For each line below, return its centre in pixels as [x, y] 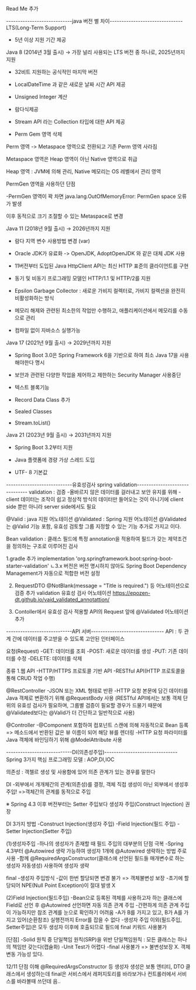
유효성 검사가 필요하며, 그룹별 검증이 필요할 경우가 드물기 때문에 [89, 705]
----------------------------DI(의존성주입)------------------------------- [92, 752]
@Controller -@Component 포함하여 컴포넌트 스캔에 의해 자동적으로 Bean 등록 [97, 725]
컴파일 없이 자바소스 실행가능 [47, 330]
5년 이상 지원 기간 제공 [40, 40]
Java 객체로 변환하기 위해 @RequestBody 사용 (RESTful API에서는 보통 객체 [94, 698]
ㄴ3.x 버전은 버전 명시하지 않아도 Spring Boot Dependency [118, 566]
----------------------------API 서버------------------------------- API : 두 [94, 631]
